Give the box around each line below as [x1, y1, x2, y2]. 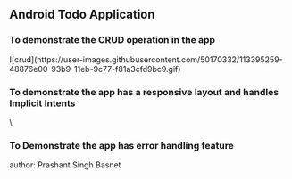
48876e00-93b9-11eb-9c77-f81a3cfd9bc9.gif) [9, 63, 181, 74]
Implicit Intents [9, 97, 76, 110]
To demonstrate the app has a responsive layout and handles [9, 85, 279, 98]
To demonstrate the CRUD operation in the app [9, 34, 216, 46]
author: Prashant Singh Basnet [9, 159, 121, 170]
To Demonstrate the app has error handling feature [9, 139, 234, 151]
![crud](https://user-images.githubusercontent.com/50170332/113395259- [9, 53, 283, 65]
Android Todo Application [9, 7, 155, 22]
